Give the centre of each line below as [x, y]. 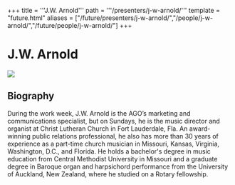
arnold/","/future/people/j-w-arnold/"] [63, 25]
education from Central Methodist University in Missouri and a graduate [113, 159]
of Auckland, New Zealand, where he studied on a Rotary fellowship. [108, 174]
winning [19, 136]
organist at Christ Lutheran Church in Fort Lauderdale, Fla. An [98, 129]
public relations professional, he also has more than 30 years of [125, 136]
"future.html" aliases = [40, 18]
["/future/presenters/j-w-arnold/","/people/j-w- [144, 18]
